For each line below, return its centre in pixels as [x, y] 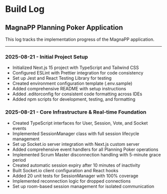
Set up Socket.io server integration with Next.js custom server [76, 144]
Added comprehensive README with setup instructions [69, 89]
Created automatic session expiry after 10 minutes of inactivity [76, 165]
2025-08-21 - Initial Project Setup [47, 57]
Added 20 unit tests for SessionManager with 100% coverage [75, 176]
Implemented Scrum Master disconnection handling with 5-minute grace [86, 154]
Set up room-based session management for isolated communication [83, 186]
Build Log [25, 9]
